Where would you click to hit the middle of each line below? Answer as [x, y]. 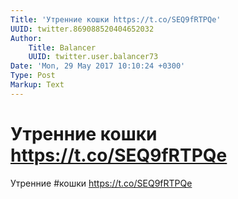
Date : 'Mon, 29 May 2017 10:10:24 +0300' [98, 66]
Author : [26, 38]
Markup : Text [37, 85]
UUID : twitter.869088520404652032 [82, 29]
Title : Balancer [62, 47]
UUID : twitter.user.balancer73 [93, 57]
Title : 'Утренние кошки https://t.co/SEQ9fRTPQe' [116, 19]
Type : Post [33, 76]
